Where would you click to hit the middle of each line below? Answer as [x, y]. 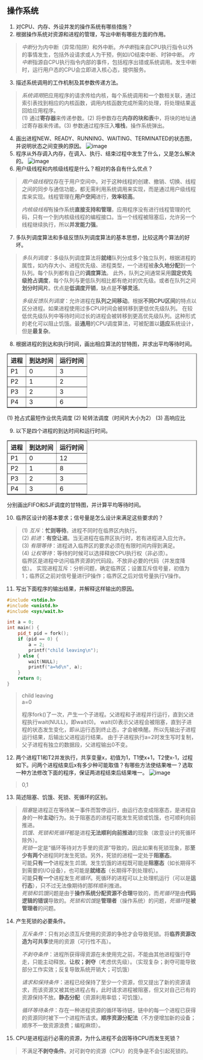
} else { [29, 656]
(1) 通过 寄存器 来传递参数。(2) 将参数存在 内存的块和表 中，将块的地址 [106, 118]
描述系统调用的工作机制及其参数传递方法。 [68, 82]
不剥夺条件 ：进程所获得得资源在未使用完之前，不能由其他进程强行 [103, 954]
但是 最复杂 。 [37, 331]
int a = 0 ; [20, 622]
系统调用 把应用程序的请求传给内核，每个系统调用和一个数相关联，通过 [109, 95]
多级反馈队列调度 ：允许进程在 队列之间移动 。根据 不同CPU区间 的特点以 [109, 300]
